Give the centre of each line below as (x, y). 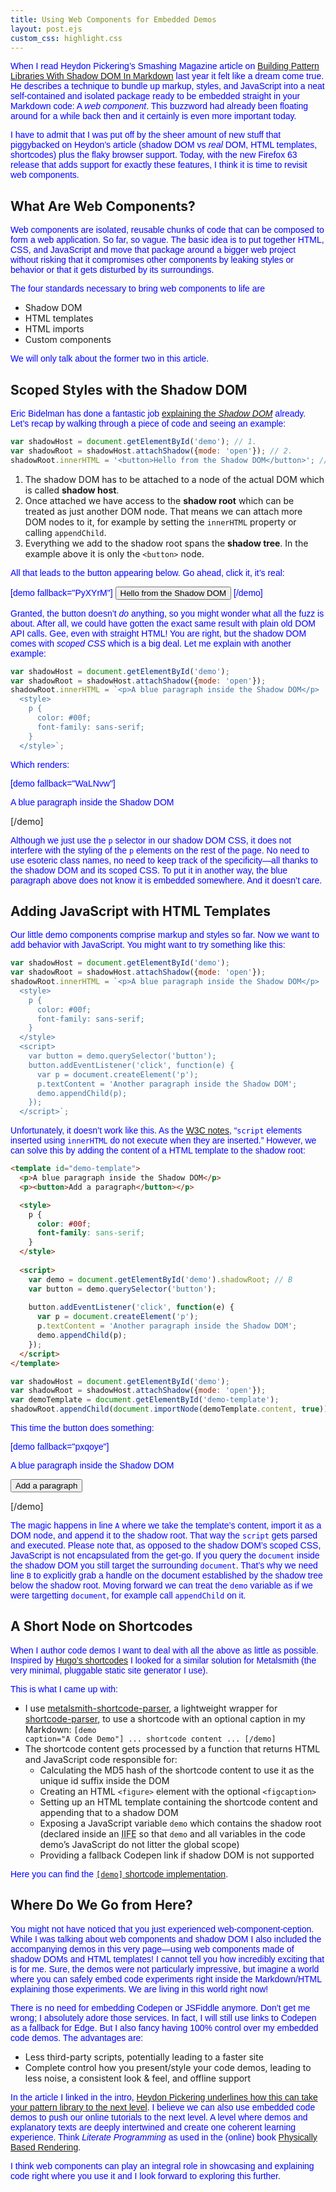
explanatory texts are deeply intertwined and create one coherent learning (153, 2127)
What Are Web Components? (103, 206)
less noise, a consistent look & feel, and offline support (138, 2078)
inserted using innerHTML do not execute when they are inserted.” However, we (163, 1140)
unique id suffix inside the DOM (104, 1780)
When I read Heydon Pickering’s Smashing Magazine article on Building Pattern (165, 66)
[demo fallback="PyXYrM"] (61, 592)
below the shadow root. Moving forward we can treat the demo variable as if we (161, 1585)
